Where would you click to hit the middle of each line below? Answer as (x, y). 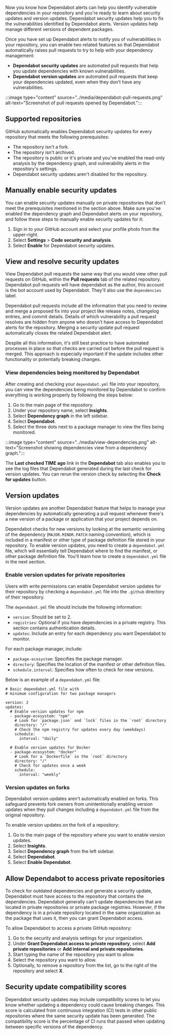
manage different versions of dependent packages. (60, 29)
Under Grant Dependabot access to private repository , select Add (84, 943)
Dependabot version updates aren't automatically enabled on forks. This (82, 798)
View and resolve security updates (62, 262)
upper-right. (25, 234)
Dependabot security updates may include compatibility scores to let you (83, 999)
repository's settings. (35, 169)
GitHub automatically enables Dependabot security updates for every (79, 131)
